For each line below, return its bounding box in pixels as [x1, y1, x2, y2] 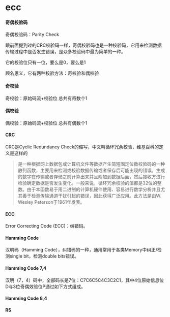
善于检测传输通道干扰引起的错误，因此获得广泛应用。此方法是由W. [22, 193, 162, 199]
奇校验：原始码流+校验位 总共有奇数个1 [5, 95, 88, 101]
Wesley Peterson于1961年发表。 [17, 199, 85, 205]
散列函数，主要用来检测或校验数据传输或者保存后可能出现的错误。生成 [17, 167, 165, 173]
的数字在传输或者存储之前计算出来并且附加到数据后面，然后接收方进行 [17, 174, 165, 179]
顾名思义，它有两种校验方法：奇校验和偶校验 [5, 70, 99, 76]
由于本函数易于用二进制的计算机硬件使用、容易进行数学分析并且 [26, 186, 161, 192]
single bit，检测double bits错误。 [9, 253, 79, 259]
